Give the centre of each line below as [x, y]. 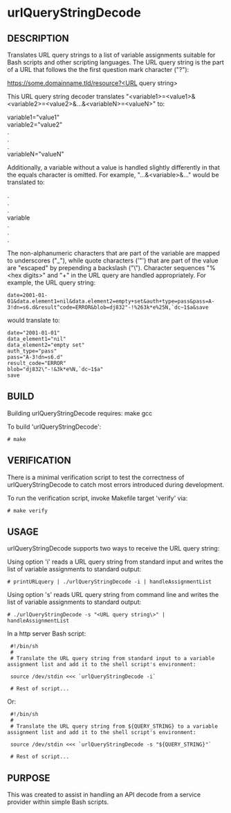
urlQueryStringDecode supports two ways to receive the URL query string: [113, 548]
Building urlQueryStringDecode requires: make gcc [80, 413]
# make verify [28, 510]
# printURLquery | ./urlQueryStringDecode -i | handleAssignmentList [110, 582]
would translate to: [34, 320]
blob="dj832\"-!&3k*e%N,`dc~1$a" [55, 369]
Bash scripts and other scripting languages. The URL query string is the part [116, 62]
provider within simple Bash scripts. [58, 802]
